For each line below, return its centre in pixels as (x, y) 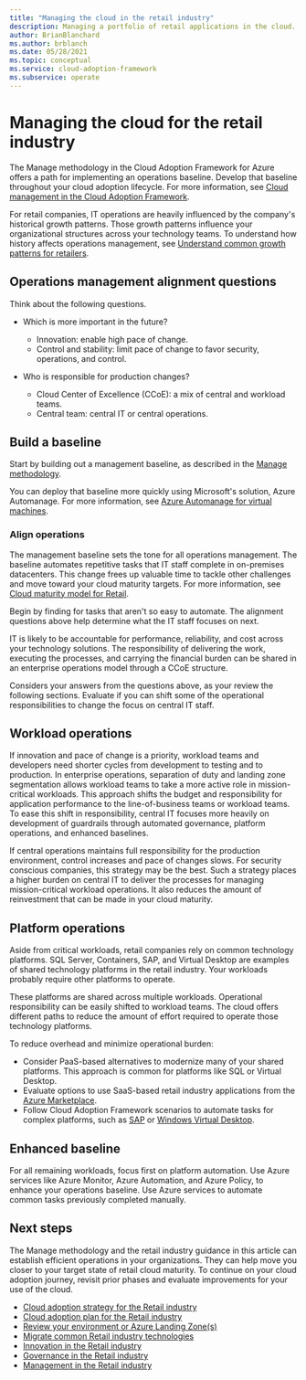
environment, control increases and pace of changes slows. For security (145, 861)
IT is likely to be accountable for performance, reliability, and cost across (147, 638)
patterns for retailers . (49, 253)
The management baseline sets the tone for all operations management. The (153, 555)
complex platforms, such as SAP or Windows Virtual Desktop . (138, 1120)
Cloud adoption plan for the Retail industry (102, 1316)
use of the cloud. (41, 1289)
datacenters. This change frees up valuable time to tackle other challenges (150, 574)
